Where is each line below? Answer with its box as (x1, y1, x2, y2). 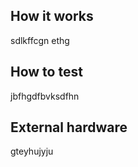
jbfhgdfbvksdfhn (10, 90, 80, 102)
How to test (10, 64, 83, 81)
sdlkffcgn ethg (10, 34, 70, 46)
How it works (10, 8, 94, 25)
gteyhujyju (10, 145, 54, 158)
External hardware (10, 119, 128, 136)
